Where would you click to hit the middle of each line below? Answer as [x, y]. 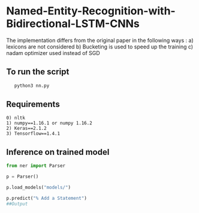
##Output [17, 204]
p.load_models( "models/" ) [38, 187]
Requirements [33, 104]
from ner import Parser [36, 166]
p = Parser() [22, 177]
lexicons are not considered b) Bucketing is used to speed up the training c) [100, 47]
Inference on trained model [58, 152]
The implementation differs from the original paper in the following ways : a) [100, 40]
